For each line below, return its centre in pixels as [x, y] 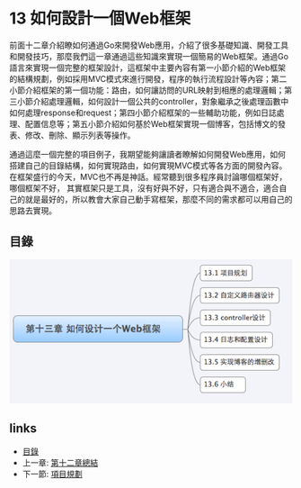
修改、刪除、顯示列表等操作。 [80, 135]
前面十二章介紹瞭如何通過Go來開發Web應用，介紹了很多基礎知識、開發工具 [149, 45]
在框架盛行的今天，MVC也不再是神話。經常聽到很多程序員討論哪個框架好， [148, 176]
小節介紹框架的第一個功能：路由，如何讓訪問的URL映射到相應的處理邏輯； [147, 90]
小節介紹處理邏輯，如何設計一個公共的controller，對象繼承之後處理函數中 [153, 101]
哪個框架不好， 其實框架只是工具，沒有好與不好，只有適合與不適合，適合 [144, 188]
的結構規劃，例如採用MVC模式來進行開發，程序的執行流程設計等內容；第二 [148, 78]
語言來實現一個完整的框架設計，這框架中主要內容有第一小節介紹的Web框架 [147, 68]
